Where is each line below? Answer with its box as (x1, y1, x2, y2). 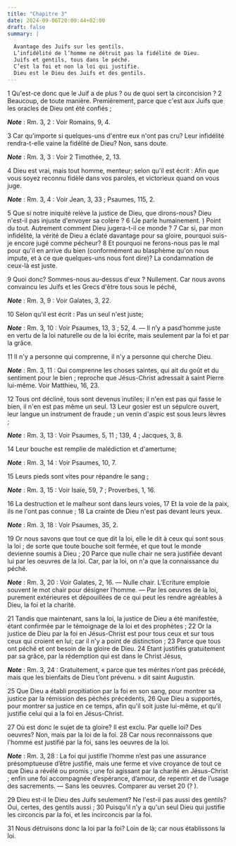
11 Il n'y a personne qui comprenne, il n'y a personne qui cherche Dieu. (7, 352, 213, 360)
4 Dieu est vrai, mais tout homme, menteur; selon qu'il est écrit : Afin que (7, 166, 220, 175)
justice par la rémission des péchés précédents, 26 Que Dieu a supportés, (7, 694, 223, 703)
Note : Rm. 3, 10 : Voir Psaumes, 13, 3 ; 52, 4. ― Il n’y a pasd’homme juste (7, 323, 221, 332)
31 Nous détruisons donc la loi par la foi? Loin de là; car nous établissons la (7, 824, 225, 833)
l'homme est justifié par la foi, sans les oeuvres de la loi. (7, 738, 170, 746)
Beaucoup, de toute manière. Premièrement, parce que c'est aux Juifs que (7, 96, 223, 105)
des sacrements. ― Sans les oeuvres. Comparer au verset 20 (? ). (7, 782, 199, 790)
